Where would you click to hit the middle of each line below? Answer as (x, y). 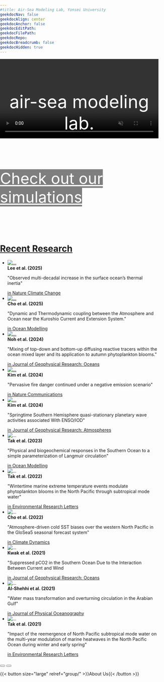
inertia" (15, 283)
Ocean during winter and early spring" (47, 644)
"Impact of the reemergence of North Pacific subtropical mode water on (82, 634)
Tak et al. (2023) (25, 441)
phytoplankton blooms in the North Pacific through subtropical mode (78, 491)
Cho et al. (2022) (25, 517)
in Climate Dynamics (29, 542)
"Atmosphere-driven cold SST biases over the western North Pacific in (80, 527)
